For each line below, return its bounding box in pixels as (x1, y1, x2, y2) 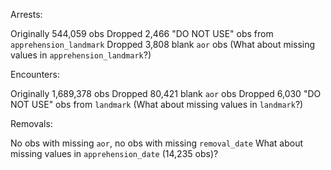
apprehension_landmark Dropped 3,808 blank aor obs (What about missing (10, 39, 316, 50)
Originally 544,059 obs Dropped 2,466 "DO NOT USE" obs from (10, 28, 274, 39)
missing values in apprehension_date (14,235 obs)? (10, 148, 219, 159)
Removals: (10, 118, 53, 129)
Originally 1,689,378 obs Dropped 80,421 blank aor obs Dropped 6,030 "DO (10, 88, 322, 99)
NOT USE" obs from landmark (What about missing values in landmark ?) (10, 99, 304, 110)
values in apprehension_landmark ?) (10, 49, 152, 61)
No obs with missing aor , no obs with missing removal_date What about (10, 137, 304, 149)
